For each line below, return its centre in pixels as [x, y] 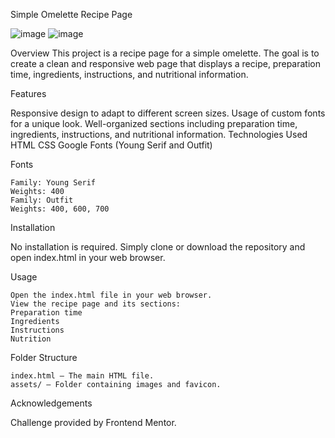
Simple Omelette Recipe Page [71, 14]
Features [28, 93]
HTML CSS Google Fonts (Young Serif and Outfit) [111, 145]
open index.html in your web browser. [88, 257]
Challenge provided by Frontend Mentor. [93, 422]
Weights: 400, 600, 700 [60, 209]
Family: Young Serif [53, 183]
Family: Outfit [42, 200]
